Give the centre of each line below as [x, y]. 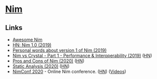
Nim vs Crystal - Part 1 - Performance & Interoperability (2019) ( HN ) [82, 55]
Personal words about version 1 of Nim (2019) [59, 50]
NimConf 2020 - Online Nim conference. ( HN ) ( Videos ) [69, 71]
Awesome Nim [27, 39]
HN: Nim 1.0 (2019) [32, 45]
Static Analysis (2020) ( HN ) [41, 66]
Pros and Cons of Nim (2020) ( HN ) [48, 61]
